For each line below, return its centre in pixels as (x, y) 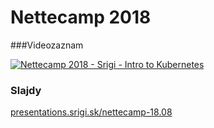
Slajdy (26, 90)
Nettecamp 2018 (81, 17)
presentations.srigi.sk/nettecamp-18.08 (91, 112)
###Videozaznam (47, 45)
